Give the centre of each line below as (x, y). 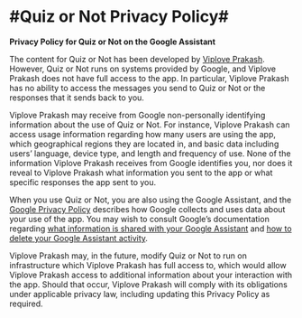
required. (26, 304)
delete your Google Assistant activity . (79, 238)
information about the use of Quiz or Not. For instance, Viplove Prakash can (150, 125)
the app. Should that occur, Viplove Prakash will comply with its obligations (149, 284)
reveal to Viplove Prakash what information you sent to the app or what (141, 173)
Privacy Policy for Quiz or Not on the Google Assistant (113, 42)
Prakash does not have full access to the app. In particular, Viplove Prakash (150, 78)
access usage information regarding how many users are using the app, (143, 134)
